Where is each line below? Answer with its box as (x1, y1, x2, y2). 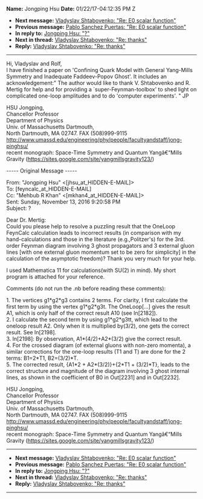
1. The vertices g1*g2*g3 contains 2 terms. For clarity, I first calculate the (6, 297, 188, 303)
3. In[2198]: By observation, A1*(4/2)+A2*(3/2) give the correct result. (6, 335, 182, 342)
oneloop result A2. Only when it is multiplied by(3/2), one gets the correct (6, 322, 190, 329)
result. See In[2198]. (6, 329, 57, 335)
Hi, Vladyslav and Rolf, (6, 60, 62, 67)
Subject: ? (6, 205, 31, 211)
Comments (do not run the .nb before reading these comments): (6, 285, 166, 292)
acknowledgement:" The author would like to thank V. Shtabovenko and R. (6, 79, 191, 87)
